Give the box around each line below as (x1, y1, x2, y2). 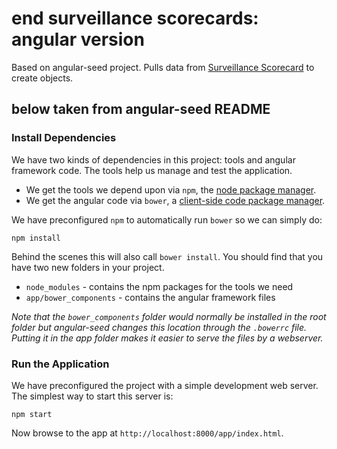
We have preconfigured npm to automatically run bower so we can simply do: (11, 213, 323, 226)
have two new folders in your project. (11, 261, 165, 273)
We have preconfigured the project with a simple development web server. (11, 379, 319, 391)
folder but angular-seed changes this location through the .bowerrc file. (11, 321, 308, 333)
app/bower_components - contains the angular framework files (25, 291, 276, 303)
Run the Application (11, 357, 110, 371)
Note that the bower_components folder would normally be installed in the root (11, 310, 327, 322)
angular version (11, 28, 145, 51)
